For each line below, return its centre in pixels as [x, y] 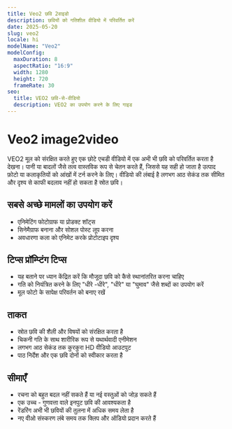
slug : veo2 [23, 33]
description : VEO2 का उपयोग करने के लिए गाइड [73, 105]
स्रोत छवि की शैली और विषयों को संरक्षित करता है [70, 332]
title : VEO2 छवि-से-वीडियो [47, 99]
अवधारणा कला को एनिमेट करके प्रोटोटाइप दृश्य [68, 237]
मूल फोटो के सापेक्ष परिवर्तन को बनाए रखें [61, 293]
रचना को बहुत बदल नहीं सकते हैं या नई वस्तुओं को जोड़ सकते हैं [87, 395]
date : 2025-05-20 [32, 27]
